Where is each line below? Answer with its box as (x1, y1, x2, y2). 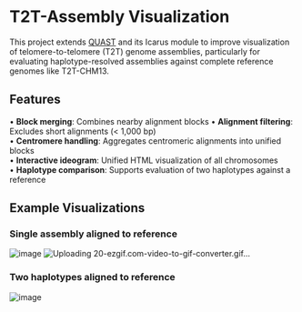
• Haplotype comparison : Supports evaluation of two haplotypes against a (9, 164, 291, 175)
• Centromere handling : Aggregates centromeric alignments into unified (9, 135, 282, 146)
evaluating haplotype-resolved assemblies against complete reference (9, 55, 274, 66)
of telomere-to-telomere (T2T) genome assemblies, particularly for (9, 45, 261, 56)
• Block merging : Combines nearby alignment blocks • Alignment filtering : (9, 116, 294, 126)
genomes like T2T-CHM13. (9, 65, 109, 76)
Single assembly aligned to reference (9, 227, 177, 240)
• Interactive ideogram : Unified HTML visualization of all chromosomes (9, 155, 279, 166)
